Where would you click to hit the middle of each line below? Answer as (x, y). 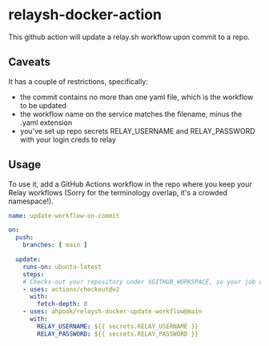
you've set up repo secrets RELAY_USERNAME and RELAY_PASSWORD (137, 131)
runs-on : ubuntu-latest (62, 267)
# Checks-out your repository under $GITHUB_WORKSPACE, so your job (139, 282)
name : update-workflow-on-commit (64, 215)
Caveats (29, 62)
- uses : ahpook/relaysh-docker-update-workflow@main (112, 312)
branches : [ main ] (55, 245)
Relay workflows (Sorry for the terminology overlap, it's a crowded (118, 192)
